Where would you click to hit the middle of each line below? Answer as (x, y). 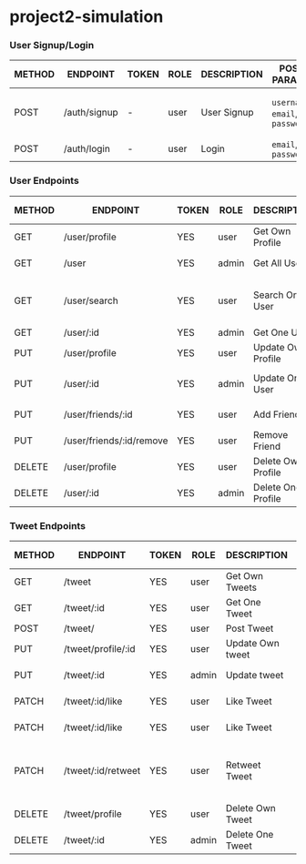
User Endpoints (44, 181)
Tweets (241, 587)
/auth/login (87, 149)
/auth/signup (91, 113)
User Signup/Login (52, 46)
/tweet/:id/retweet (102, 771)
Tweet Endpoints (48, 525)
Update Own (252, 644)
